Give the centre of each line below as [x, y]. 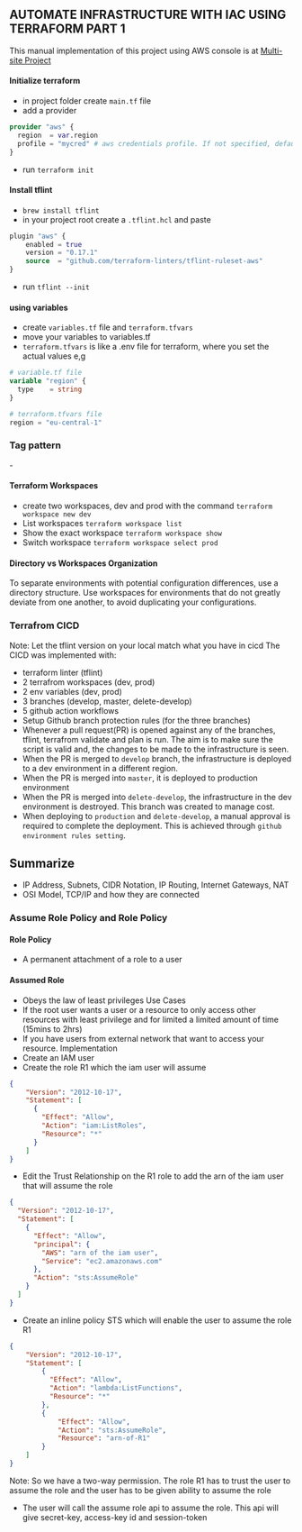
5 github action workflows [71, 710]
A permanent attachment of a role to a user [102, 960]
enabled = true [54, 244]
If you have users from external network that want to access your [143, 1038]
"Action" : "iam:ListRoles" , [94, 1126]
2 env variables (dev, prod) [72, 691]
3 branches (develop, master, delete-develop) [107, 701]
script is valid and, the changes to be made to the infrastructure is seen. [155, 749]
